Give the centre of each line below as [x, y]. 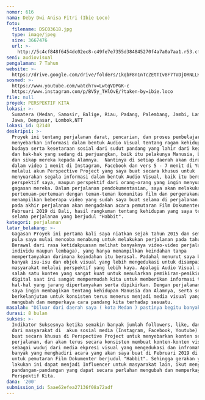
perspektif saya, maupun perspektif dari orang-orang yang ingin [97, 183]
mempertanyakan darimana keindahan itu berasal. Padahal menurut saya [103, 257]
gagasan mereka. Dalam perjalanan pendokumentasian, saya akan [94, 188]
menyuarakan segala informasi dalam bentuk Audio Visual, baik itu [99, 177]
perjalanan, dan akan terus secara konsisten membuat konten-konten [101, 342]
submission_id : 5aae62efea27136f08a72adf [60, 387]
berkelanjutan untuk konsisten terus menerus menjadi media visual [99, 296]
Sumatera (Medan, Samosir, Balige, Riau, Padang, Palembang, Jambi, [101, 114]
